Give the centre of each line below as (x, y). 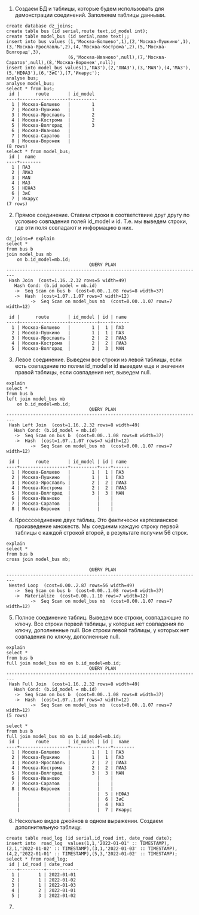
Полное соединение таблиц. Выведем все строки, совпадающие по (102, 617)
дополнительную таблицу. (48, 827)
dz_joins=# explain (30, 239)
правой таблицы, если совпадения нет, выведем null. (83, 372)
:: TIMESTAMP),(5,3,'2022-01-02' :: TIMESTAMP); (116, 854)
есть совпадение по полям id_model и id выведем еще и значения (99, 366)
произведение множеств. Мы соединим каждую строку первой (97, 526)
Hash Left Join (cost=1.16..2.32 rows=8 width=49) (74, 425)
